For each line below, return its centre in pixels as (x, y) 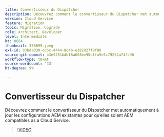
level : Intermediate (26, 37)
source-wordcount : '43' (29, 64)
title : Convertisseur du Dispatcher (42, 9)
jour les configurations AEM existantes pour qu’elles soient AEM (69, 115)
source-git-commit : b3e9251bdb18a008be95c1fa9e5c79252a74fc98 (70, 55)
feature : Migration (25, 23)
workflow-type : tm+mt (27, 59)
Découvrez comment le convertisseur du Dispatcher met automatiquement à (82, 110)
